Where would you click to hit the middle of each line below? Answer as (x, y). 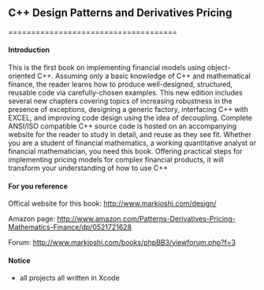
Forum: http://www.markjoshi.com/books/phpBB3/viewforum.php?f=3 (122, 243)
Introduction (29, 50)
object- (219, 68)
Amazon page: (32, 219)
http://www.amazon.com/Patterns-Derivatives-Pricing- (146, 219)
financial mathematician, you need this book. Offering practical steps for (125, 151)
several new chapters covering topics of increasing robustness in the (120, 101)
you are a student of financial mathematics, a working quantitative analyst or (132, 143)
